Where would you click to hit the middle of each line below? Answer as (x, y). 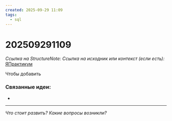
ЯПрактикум (19, 64)
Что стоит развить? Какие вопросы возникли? (56, 113)
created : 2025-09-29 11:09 (34, 10)
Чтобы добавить (23, 74)
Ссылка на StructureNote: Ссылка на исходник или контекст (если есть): (85, 58)
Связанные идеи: (28, 87)
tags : (11, 15)
